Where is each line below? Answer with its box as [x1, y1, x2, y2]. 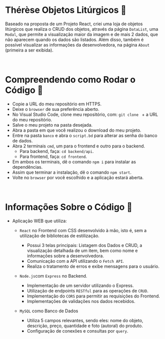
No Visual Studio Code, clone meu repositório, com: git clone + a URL [12, 111, 159, 117]
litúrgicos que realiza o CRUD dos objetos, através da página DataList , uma [5, 26, 159, 32]
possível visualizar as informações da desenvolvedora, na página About [5, 42, 150, 48]
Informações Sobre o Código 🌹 [5, 201, 133, 213]
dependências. [12, 164, 43, 170]
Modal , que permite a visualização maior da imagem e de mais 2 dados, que [5, 31, 159, 37]
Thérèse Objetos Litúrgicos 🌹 [5, 4, 127, 16]
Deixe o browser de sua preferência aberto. [12, 106, 99, 112]
